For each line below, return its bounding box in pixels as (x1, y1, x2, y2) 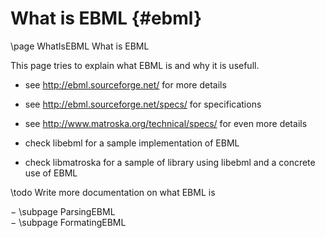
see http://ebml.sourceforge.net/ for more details (24, 78, 227, 91)
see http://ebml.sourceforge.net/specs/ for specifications (24, 98, 262, 110)
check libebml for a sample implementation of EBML (24, 137, 240, 149)
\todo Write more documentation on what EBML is (10, 186, 216, 198)
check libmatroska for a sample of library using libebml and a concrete (24, 156, 316, 168)
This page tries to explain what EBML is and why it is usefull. (10, 59, 260, 71)
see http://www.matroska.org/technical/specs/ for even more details (24, 117, 308, 129)
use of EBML (24, 167, 78, 179)
